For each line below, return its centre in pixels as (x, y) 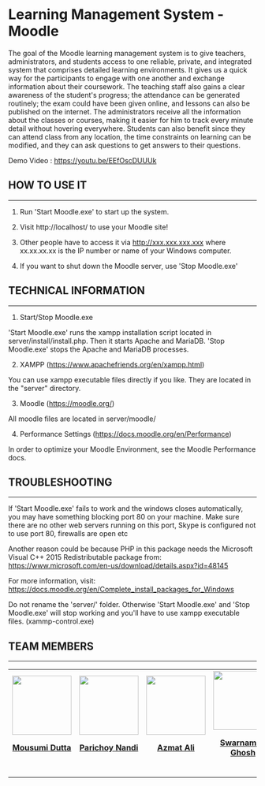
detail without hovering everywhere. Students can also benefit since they (127, 129)
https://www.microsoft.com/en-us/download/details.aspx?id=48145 (118, 566)
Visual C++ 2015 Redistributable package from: (85, 557)
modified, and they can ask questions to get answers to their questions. (124, 145)
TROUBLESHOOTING (60, 482)
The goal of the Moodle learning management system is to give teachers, (127, 53)
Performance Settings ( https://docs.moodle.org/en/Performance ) (125, 434)
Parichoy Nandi (109, 748)
